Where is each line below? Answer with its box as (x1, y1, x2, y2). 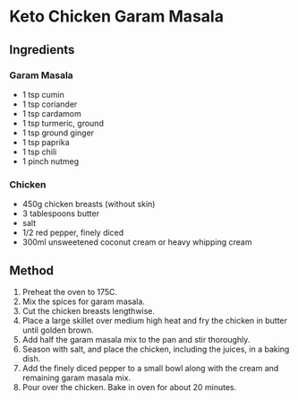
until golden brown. (21, 325, 94, 335)
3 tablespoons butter (21, 208, 100, 219)
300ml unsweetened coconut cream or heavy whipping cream (21, 237, 252, 248)
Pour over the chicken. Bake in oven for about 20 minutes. (21, 381, 237, 392)
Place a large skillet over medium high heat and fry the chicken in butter (21, 315, 288, 326)
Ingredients (9, 42, 75, 57)
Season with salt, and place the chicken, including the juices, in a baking (21, 343, 290, 354)
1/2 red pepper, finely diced (21, 227, 124, 239)
